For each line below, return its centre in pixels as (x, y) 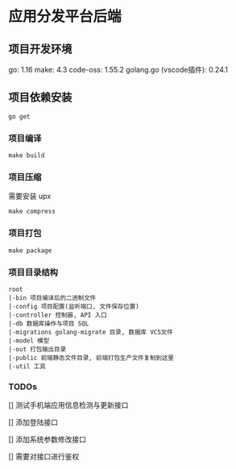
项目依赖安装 (40, 98)
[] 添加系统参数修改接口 (48, 439)
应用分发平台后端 (65, 17)
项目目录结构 (33, 272)
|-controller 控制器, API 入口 (58, 315)
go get (19, 116)
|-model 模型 (29, 341)
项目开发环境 (40, 49)
